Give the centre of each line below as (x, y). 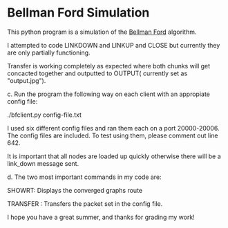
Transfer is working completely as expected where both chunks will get (109, 66)
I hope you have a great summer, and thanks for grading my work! (101, 217)
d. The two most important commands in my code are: (84, 177)
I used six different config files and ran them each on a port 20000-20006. (113, 128)
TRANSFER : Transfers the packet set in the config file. (85, 203)
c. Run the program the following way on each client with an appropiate (109, 94)
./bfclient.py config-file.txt (44, 115)
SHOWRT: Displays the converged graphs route (75, 190)
